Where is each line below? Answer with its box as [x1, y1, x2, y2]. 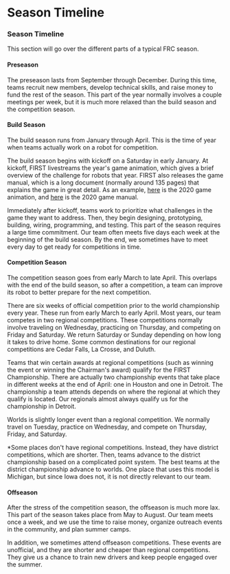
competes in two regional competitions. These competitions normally [7, 316, 203, 324]
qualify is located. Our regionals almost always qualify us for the [7, 395, 189, 403]
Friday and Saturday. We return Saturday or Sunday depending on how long [7, 331, 221, 339]
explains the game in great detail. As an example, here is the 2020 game [7, 185, 211, 193]
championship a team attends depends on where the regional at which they [7, 387, 221, 396]
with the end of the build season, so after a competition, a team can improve [7, 281, 223, 289]
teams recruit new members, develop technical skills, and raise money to [7, 83, 214, 91]
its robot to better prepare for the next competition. [7, 288, 152, 296]
